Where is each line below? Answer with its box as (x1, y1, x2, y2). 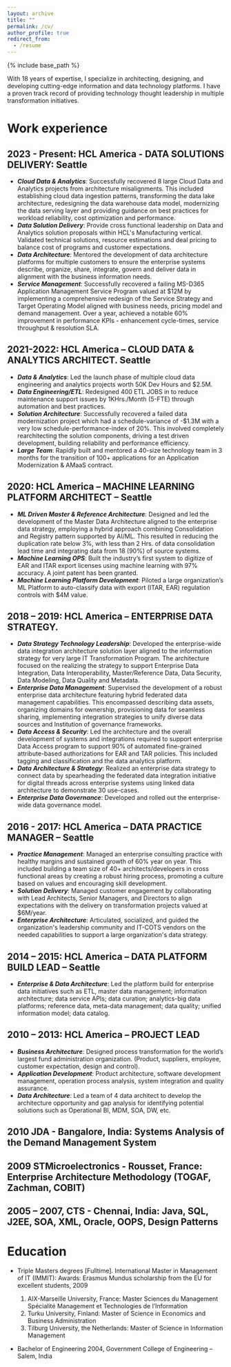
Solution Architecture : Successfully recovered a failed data (17, 409, 188, 417)
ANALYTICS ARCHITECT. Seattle (7, 355, 151, 366)
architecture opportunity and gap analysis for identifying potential (17, 1099, 204, 1107)
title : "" (7, 17, 36, 23)
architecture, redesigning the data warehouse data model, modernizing (17, 199, 219, 207)
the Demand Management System (7, 1137, 157, 1149)
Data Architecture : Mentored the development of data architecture (17, 250, 208, 259)
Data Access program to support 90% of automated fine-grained (17, 742, 202, 751)
